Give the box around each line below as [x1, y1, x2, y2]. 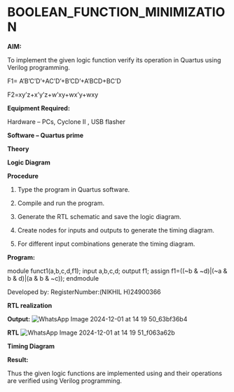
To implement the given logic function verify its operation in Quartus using [7, 55, 221, 64]
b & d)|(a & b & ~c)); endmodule [7, 274, 99, 282]
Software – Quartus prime [7, 131, 84, 139]
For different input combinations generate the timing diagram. [17, 239, 195, 248]
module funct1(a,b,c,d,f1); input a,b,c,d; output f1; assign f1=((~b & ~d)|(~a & [7, 267, 228, 275]
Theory [7, 144, 29, 153]
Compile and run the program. [17, 199, 105, 207]
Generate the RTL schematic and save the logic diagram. [17, 212, 182, 220]
